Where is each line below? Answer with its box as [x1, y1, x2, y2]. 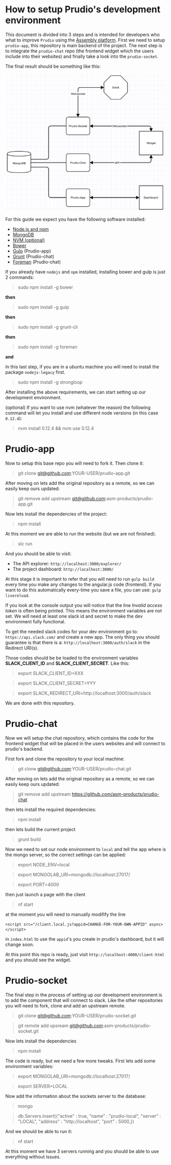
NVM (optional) [12, 237, 45, 243]
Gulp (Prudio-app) [12, 248, 51, 254]
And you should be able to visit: [5, 550, 71, 557]
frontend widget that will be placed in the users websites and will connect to [5, 740, 166, 747]
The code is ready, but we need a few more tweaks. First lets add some [5, 1058, 156, 1064]
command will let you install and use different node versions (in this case [5, 410, 158, 416]
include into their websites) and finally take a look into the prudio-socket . [5, 53, 159, 60]
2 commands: [5, 274, 34, 281]
